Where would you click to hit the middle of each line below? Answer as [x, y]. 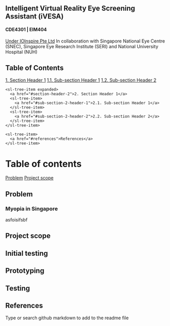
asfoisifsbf [16, 220]
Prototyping [25, 271]
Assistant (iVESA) [35, 17]
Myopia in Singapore [32, 209]
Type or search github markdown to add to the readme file [67, 318]
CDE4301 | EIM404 [26, 29]
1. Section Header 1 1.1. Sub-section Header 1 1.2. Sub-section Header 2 [81, 80]
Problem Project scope [30, 178]
